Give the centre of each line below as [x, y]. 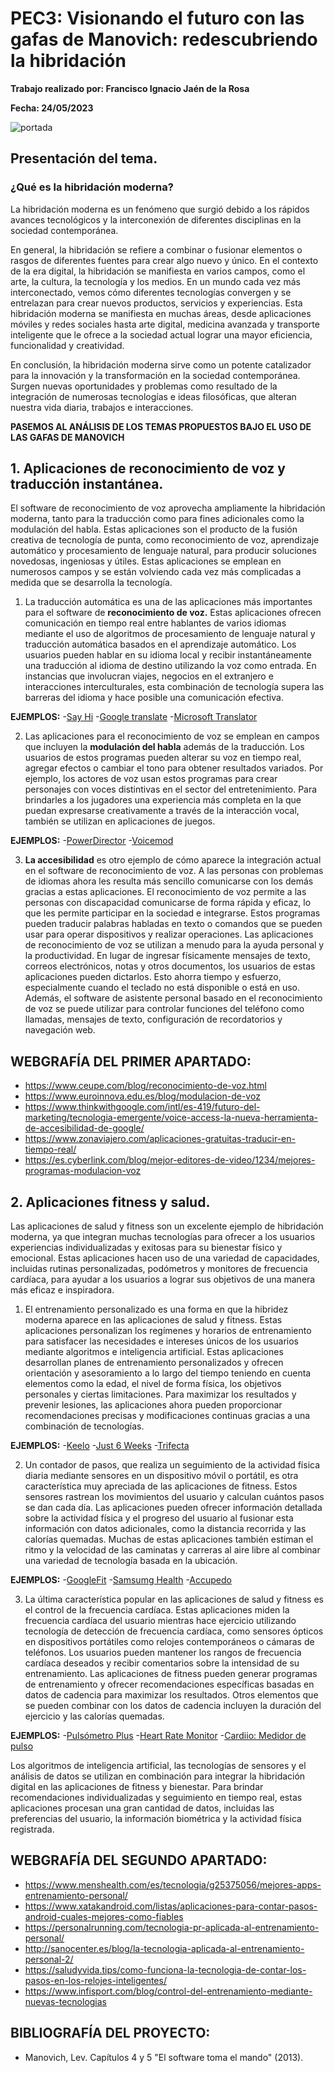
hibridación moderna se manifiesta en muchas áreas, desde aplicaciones [161, 313]
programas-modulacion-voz [83, 1171]
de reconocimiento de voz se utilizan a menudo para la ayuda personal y [174, 945]
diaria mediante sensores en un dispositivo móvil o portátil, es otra [161, 1476]
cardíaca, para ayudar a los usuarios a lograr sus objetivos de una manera [163, 1279]
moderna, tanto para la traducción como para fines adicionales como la [157, 519]
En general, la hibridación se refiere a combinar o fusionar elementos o [156, 249]
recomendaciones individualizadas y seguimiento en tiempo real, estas [156, 1798]
